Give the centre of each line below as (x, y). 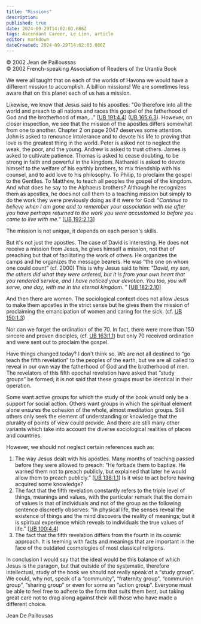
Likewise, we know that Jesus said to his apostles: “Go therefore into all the (99, 104)
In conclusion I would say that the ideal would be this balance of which (93, 559)
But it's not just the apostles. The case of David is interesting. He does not (98, 242)
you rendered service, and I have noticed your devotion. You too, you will (96, 281)
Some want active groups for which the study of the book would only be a (97, 397)
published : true (26, 23)
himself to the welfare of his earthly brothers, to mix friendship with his (93, 168)
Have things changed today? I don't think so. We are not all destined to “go (98, 354)
